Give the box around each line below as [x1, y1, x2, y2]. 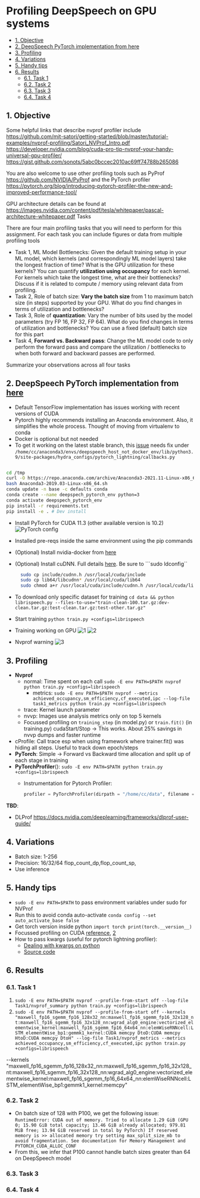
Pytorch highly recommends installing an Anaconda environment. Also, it [14, 416, 193, 423]
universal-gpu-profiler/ [6, 152, 62, 159]
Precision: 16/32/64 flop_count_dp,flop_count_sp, [14, 859, 136, 867]
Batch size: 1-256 [14, 853, 58, 860]
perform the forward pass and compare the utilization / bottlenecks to [14, 343, 186, 351]
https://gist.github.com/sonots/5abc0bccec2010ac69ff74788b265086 [6, 158, 179, 165]
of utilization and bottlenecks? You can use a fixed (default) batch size [14, 324, 187, 331]
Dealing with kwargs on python [23, 941, 100, 949]
